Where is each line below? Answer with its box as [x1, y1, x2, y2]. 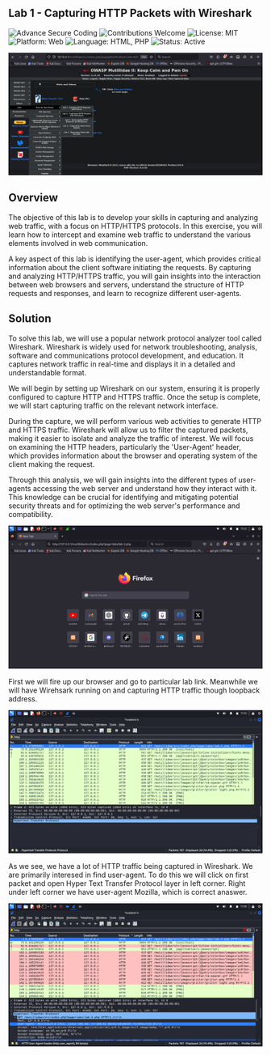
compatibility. [8, 509, 54, 519]
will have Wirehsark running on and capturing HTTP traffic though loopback [8, 685, 261, 695]
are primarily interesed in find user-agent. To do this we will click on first [8, 870, 248, 879]
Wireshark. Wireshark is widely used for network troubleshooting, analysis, [8, 341, 258, 351]
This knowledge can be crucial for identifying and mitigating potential [8, 492, 239, 502]
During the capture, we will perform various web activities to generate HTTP [8, 416, 262, 426]
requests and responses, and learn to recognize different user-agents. [8, 288, 242, 298]
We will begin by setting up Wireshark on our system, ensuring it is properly [8, 383, 261, 393]
